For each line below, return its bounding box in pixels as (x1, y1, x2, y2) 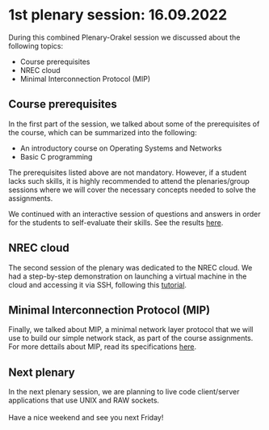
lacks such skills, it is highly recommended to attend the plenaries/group (8, 176, 250, 185)
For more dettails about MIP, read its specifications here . (8, 342, 197, 351)
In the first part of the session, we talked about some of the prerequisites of (8, 119, 260, 129)
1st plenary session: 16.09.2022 (8, 6, 228, 24)
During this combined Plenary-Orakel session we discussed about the (8, 32, 241, 42)
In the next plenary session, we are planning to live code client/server (8, 387, 240, 397)
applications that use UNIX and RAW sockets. (8, 395, 160, 406)
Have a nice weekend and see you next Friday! (8, 413, 164, 423)
